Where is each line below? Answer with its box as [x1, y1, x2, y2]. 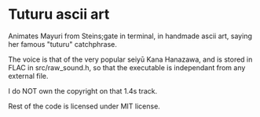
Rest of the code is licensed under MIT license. [8, 101, 161, 111]
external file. [8, 71, 49, 80]
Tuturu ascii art [8, 5, 110, 23]
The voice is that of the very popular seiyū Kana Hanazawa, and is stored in [8, 55, 253, 64]
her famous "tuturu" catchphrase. [8, 39, 118, 48]
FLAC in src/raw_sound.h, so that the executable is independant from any [8, 62, 246, 72]
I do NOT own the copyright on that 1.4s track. [8, 86, 158, 95]
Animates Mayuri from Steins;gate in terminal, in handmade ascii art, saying [8, 31, 253, 41]
